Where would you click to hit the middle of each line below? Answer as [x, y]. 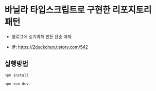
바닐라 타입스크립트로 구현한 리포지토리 [78, 10]
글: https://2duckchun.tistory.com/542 [50, 47]
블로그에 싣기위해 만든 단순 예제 [41, 36]
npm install [17, 75]
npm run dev [17, 84]
